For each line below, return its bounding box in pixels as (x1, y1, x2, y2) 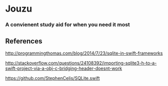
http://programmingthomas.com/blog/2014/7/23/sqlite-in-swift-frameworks (5, 50, 163, 56)
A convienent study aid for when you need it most (5, 21, 130, 28)
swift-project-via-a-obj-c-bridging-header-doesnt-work (5, 65, 122, 71)
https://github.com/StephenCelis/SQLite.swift (5, 75, 100, 81)
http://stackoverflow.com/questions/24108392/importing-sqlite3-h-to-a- (5, 60, 157, 66)
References (5, 36, 43, 46)
